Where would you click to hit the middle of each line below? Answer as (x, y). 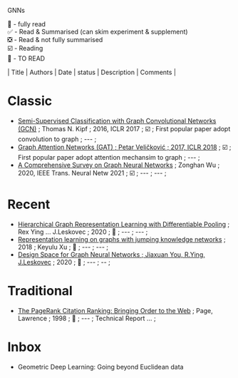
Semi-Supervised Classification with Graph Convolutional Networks (117, 121)
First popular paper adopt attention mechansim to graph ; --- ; (109, 157)
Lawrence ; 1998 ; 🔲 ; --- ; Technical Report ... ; (87, 318)
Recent (29, 204)
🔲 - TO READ (26, 58)
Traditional (40, 291)
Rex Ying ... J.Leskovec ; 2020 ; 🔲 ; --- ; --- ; (83, 232)
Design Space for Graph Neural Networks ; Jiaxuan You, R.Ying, (111, 254)
